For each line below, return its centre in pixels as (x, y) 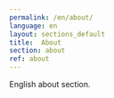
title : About (36, 42)
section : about (37, 51)
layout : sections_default (57, 34)
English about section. (50, 84)
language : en (33, 26)
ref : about (29, 59)
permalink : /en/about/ (51, 17)
